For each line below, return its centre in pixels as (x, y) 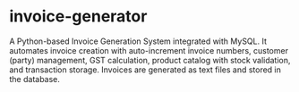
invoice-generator (78, 17)
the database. (35, 79)
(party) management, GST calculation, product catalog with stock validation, (150, 60)
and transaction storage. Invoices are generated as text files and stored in (145, 70)
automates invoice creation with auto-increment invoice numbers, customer (149, 50)
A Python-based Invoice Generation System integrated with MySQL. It (138, 41)
